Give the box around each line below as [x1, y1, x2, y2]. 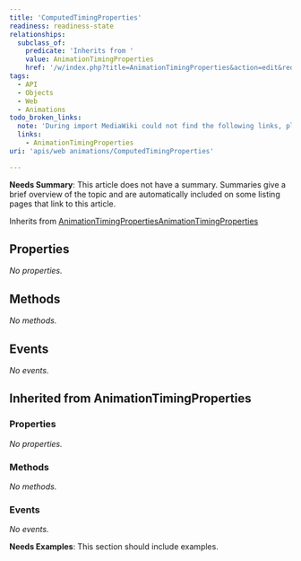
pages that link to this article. [9, 198, 116, 209]
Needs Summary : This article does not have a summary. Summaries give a [9, 179, 287, 189]
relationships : [9, 30, 66, 39]
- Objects [17, 88, 54, 97]
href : [25, 64, 47, 73]
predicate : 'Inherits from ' [25, 47, 134, 56]
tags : [9, 72, 30, 81]
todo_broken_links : [9, 113, 82, 122]
